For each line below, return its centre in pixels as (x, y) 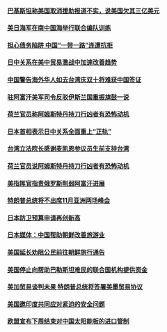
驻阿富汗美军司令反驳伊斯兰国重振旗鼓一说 (68, 97)
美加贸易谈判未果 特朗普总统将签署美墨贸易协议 (75, 287)
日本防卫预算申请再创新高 (44, 218)
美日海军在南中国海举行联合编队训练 (59, 28)
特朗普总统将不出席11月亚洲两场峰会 (59, 201)
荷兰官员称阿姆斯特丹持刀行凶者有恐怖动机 (68, 114)
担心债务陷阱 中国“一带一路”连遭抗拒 (60, 45)
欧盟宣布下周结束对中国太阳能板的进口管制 (68, 322)
